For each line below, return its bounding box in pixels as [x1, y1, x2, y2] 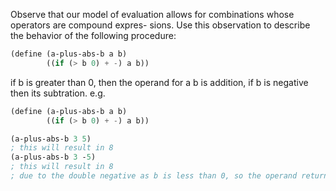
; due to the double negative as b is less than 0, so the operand [10, 171, 298, 181]
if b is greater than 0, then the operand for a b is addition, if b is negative [10, 76, 309, 88]
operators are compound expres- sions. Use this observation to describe [10, 19, 311, 31]
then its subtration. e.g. [10, 87, 106, 99]
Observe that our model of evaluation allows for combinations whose [10, 9, 295, 20]
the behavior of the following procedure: [10, 30, 177, 41]
